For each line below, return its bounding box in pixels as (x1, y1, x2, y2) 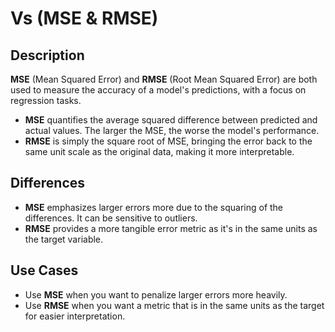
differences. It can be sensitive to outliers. (24, 212, 198, 224)
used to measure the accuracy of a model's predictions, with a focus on (10, 84, 307, 96)
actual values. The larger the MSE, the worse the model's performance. (24, 125, 320, 136)
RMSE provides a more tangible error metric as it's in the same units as (24, 222, 318, 234)
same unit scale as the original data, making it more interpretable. (24, 146, 295, 157)
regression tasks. (10, 95, 82, 106)
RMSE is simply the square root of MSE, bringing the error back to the (24, 135, 313, 147)
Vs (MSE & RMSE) (10, 7, 159, 30)
